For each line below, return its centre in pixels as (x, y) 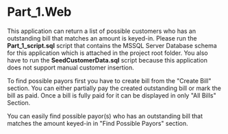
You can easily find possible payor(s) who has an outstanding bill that (105, 116)
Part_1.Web (39, 12)
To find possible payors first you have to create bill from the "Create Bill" (109, 80)
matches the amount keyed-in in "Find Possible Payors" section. (98, 123)
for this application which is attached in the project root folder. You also (107, 53)
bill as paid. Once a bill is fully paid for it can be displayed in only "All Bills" (112, 95)
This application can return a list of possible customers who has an (102, 31)
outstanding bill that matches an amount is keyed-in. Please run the (102, 38)
